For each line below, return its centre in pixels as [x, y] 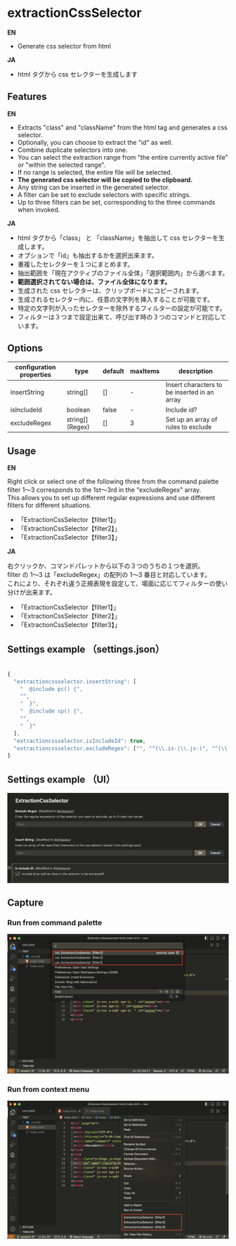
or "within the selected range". [61, 165]
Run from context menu [48, 1089]
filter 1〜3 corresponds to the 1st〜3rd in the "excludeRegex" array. [104, 490]
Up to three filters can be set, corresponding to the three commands [116, 202]
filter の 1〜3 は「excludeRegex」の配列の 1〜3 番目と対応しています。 [109, 575]
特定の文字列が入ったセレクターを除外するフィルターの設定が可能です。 [122, 308]
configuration [35, 367]
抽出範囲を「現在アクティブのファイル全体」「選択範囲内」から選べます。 [123, 273]
